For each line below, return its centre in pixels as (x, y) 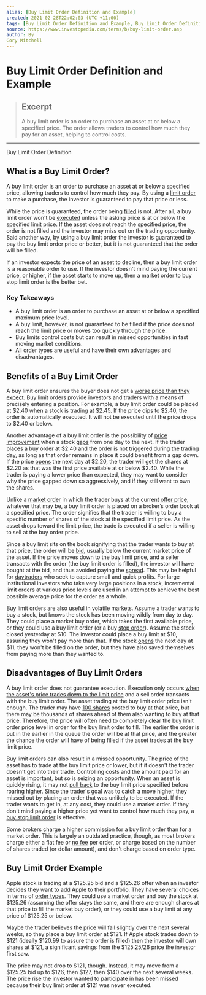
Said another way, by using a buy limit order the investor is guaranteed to (99, 237)
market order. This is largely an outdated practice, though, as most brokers (101, 835)
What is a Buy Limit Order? (58, 172)
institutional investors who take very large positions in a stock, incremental (101, 583)
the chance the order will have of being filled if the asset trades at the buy (100, 740)
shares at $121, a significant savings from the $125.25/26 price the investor (101, 947)
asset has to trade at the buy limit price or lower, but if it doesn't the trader (100, 765)
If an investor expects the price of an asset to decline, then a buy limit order (102, 262)
